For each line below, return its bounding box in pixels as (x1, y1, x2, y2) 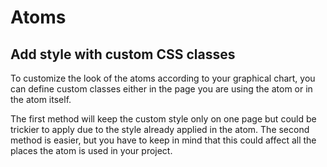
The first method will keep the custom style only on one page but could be (10, 113, 317, 125)
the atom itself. (10, 94, 72, 105)
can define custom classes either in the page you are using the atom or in (10, 83, 313, 95)
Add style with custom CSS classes (10, 46, 236, 63)
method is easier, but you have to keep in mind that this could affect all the (10, 134, 317, 146)
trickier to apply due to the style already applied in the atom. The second (10, 124, 310, 135)
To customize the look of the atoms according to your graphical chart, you (10, 72, 316, 84)
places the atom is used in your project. (10, 145, 173, 156)
